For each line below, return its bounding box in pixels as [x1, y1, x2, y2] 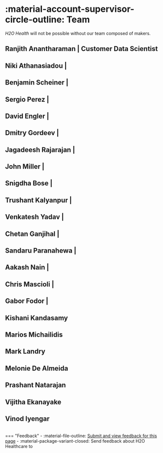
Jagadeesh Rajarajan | [5, 145, 75, 154]
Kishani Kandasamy [5, 314, 68, 322]
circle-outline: [5, 14, 65, 25]
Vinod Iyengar [5, 414, 50, 423]
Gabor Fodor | [5, 297, 48, 305]
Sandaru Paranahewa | [5, 246, 77, 255]
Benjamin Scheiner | [5, 78, 69, 87]
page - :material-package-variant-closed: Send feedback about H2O [5, 438, 145, 444]
